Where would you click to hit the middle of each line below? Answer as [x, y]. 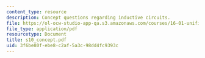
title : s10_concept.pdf [37, 40]
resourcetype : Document [37, 34]
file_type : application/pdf [42, 29]
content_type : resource [37, 12]
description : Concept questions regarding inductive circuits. [88, 18]
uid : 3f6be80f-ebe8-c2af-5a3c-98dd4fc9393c [63, 46]
